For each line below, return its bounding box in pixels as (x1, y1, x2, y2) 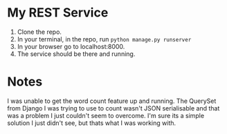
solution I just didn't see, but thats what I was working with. (7, 119, 176, 127)
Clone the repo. (17, 28, 62, 36)
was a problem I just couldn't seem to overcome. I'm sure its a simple (7, 111, 205, 119)
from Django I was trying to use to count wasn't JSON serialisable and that (7, 104, 220, 112)
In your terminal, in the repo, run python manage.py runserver (17, 35, 192, 43)
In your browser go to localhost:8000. (17, 42, 125, 50)
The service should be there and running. (17, 50, 136, 58)
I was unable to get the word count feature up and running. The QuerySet (7, 97, 217, 105)
